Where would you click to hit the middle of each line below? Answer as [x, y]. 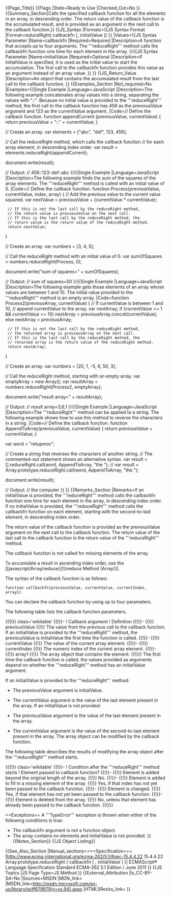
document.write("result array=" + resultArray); [54, 397]
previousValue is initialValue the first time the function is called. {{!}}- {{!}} [83, 638]
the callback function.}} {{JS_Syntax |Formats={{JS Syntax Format [75, 30]
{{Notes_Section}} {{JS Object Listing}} [54, 841]
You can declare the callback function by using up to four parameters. [79, 602]
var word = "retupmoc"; [30, 444]
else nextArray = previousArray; [39, 319]
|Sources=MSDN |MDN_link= [52, 878]
